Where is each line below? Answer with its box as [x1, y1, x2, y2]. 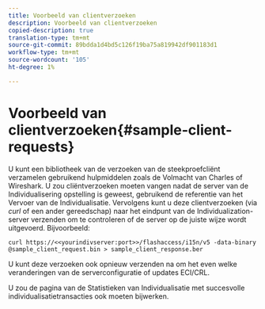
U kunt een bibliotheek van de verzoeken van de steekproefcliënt [8, 164, 221, 174]
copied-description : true [8, 26, 93, 34]
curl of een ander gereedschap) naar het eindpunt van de [8, 206, 195, 216]
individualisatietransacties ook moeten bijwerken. [8, 291, 169, 301]
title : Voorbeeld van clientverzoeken [8, 11, 136, 20]
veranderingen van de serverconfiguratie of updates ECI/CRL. [8, 267, 210, 277]
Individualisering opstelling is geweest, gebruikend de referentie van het [8, 189, 244, 199]
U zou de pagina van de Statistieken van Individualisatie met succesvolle [8, 283, 245, 292]
